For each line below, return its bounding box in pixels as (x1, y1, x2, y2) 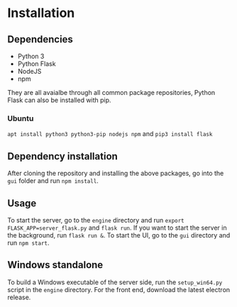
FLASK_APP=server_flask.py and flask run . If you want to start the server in (7, 223, 227, 232)
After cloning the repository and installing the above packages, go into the (7, 169, 224, 178)
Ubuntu (7, 113, 34, 123)
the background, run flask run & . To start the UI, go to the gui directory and (7, 230, 231, 239)
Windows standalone (7, 259, 104, 271)
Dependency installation (7, 150, 118, 162)
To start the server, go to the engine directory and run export (7, 216, 184, 224)
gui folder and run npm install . (7, 177, 99, 185)
